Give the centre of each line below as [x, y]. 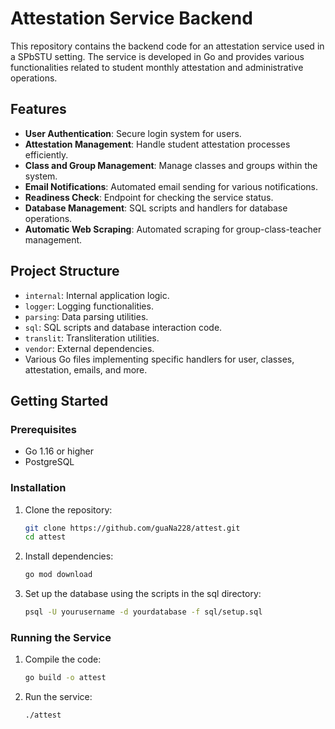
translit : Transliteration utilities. [92, 338]
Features [38, 109]
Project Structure [65, 271]
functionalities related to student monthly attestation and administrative [157, 67]
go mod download [58, 575]
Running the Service [61, 637]
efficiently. [46, 154]
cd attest [45, 537]
